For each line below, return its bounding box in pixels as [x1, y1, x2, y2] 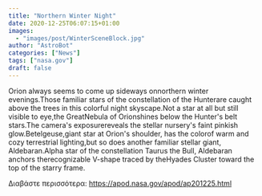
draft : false [8, 64, 52, 72]
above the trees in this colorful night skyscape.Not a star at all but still [8, 103, 239, 112]
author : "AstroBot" [8, 42, 74, 50]
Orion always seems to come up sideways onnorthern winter [8, 86, 209, 96]
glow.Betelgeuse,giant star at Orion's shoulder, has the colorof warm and [8, 129, 250, 138]
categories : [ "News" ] [8, 49, 81, 57]
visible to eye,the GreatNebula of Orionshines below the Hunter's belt [8, 112, 238, 121]
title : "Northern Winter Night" [8, 11, 116, 20]
